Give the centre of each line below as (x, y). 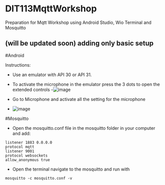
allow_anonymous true (28, 160)
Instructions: (18, 65)
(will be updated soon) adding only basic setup (79, 44)
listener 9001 (20, 151)
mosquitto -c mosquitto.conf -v (39, 178)
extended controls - (33, 90)
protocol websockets (27, 155)
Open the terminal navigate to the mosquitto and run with (71, 169)
